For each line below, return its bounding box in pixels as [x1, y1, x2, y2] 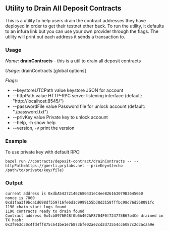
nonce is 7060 [5, 195, 35, 201]
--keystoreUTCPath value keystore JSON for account [12, 87, 124, 93]
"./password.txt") [12, 109, 48, 115]
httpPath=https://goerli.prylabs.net [5, 163, 85, 169]
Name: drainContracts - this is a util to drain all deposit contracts [5, 58, 141, 64]
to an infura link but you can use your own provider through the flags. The [5, 28, 159, 34]
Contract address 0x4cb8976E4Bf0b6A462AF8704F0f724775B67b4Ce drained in [5, 213, 164, 218]
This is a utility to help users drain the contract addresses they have [5, 17, 146, 23]
